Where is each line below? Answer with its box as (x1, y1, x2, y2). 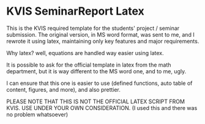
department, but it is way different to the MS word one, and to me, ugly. (6, 67, 187, 75)
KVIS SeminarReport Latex (6, 4, 145, 18)
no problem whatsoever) (6, 111, 69, 118)
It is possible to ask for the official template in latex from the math (6, 61, 171, 68)
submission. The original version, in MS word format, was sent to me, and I (6, 31, 195, 38)
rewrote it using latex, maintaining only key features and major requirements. (6, 37, 199, 45)
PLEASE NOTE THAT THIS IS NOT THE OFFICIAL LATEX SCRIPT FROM (6, 98, 185, 105)
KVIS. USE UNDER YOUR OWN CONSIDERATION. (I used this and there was (6, 104, 198, 111)
